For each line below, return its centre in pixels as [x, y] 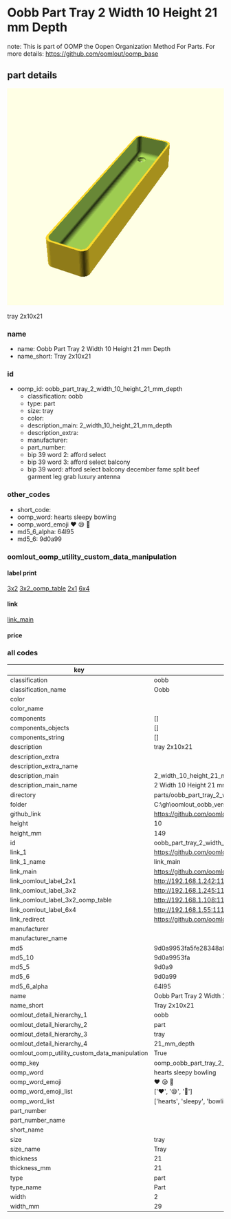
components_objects [40, 728]
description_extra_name [44, 766]
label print [22, 573]
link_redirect [27, 919]
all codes [23, 653]
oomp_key [25, 1063]
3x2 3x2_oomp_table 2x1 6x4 [48, 588]
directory [23, 795]
